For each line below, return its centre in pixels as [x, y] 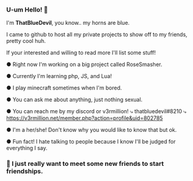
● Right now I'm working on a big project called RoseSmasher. [84, 64]
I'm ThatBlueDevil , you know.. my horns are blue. [68, 23]
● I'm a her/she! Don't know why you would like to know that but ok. [92, 130]
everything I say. [27, 148]
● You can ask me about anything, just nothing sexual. [74, 100]
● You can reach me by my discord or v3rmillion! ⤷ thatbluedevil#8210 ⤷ [97, 111]
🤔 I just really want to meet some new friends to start [85, 164]
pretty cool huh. [26, 41]
